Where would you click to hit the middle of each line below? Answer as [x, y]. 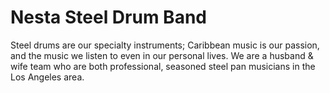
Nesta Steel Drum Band [108, 17]
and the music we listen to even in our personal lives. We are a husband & [162, 55]
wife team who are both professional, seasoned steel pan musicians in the [163, 66]
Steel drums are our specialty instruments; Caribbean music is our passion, [165, 45]
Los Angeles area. [47, 77]
